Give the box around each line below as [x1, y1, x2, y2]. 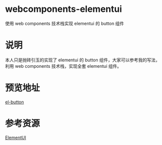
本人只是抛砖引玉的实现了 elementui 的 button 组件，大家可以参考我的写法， [5, 57, 160, 63]
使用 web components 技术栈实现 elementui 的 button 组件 [5, 20, 124, 26]
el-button [5, 99, 24, 105]
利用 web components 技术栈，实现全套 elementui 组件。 [5, 63, 122, 69]
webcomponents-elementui [5, 3, 122, 15]
